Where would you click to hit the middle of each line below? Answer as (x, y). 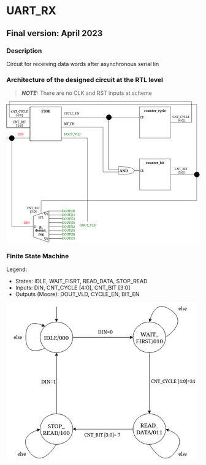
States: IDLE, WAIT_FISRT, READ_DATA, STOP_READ (81, 281)
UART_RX (31, 11)
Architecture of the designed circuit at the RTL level (85, 80)
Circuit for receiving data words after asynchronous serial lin (83, 64)
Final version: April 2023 (55, 33)
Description (24, 51)
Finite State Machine (38, 256)
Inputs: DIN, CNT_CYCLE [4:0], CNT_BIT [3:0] (73, 288)
